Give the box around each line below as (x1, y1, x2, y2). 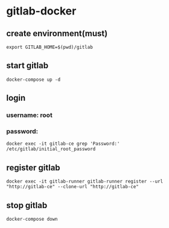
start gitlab (6, 60, 49, 71)
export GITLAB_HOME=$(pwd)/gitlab (6, 44, 94, 50)
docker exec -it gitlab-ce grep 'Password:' (6, 141, 120, 147)
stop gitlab (6, 200, 48, 211)
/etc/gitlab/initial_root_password (6, 146, 96, 152)
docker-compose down (6, 216, 59, 223)
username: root (6, 111, 53, 119)
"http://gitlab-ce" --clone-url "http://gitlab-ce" (6, 184, 139, 190)
